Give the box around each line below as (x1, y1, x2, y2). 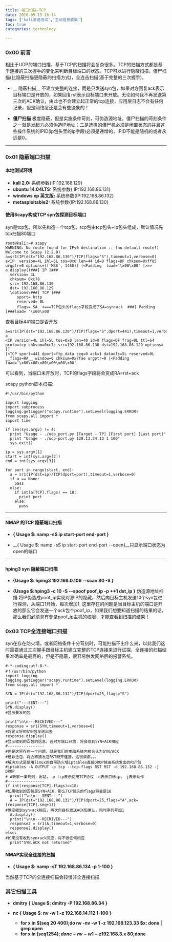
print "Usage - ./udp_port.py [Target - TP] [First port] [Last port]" (10, 431, 166, 437)
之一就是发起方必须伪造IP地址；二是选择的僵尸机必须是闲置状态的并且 (12, 122, 161, 128)
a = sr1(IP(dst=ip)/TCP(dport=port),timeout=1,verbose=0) (10, 472, 137, 477)
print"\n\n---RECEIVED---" (5, 719, 63, 724)
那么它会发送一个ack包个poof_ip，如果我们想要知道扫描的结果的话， (21, 607, 166, 614)
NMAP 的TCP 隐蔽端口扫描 (5, 519, 62, 526)
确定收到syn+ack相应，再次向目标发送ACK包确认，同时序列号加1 (7, 808, 124, 813)
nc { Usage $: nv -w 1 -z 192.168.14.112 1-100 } (12, 910, 112, 916)
